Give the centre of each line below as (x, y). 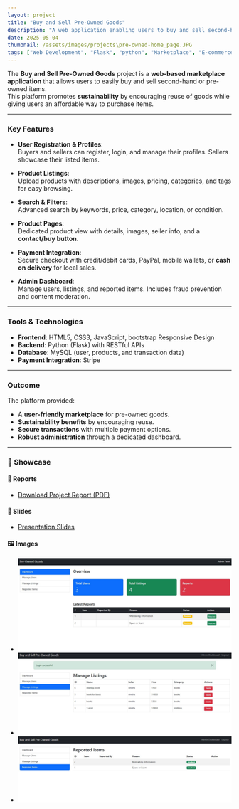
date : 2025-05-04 (33, 38)
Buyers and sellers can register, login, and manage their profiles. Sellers (123, 152)
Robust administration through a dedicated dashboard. (99, 437)
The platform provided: (41, 400)
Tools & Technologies (45, 322)
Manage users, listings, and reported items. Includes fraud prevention (120, 289)
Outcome (24, 385)
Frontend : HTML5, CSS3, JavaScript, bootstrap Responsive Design (116, 337)
